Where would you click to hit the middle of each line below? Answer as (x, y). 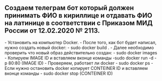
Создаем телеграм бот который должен (69, 8)
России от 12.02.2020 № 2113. (52, 31)
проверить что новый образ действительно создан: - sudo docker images (81, 52)
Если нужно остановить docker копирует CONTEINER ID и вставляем (76, 68)
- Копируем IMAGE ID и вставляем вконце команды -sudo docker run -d (79, 58)
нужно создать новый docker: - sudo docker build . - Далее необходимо (79, 48)
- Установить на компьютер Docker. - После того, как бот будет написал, (81, 42)
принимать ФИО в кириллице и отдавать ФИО (79, 16)
